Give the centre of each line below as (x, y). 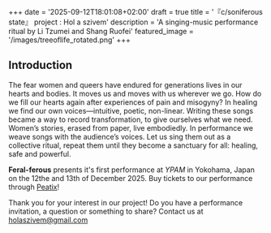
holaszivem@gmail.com (48, 220)
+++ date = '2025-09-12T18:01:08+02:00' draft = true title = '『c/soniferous (136, 12)
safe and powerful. (40, 153)
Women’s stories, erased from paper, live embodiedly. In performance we (131, 127)
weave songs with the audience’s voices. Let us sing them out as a (120, 136)
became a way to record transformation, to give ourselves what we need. (131, 119)
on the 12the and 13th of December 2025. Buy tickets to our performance (131, 178)
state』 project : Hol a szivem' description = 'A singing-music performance (133, 22)
